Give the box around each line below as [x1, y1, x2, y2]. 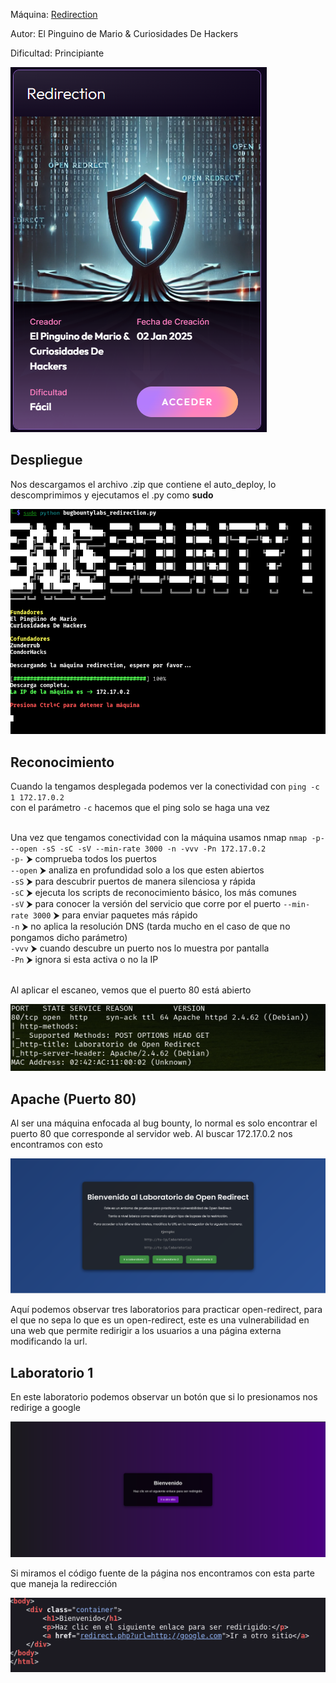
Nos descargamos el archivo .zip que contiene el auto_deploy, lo [10, 478, 277, 490]
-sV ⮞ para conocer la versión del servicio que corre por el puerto [10, 898, 282, 910]
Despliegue [10, 452, 83, 469]
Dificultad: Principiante [10, 47, 105, 59]
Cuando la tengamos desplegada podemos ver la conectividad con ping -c [10, 780, 320, 793]
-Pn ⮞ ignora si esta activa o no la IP [10, 954, 159, 966]
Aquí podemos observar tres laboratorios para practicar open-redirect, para [10, 1304, 323, 1316]
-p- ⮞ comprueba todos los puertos [10, 853, 157, 865]
